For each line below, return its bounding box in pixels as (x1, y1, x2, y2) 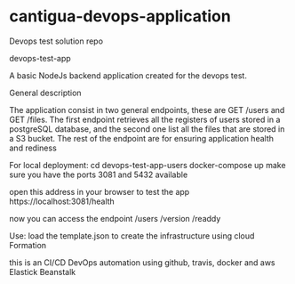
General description (9, 87, 82, 98)
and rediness (9, 142, 58, 153)
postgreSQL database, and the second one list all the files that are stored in (9, 123, 285, 134)
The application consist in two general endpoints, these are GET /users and (9, 104, 285, 115)
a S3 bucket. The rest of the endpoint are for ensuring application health (9, 133, 274, 143)
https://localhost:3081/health (9, 196, 116, 207)
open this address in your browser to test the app (9, 186, 190, 197)
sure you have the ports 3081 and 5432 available (9, 169, 188, 180)
